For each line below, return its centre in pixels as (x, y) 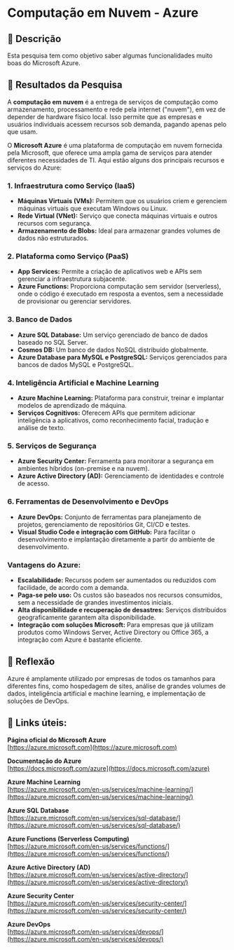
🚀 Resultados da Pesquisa (65, 85)
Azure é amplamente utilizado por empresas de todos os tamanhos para (111, 678)
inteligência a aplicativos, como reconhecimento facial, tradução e (113, 420)
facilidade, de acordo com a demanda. (73, 587)
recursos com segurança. (55, 223)
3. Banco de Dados (40, 319)
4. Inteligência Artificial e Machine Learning (83, 383)
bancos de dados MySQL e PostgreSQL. (76, 364)
